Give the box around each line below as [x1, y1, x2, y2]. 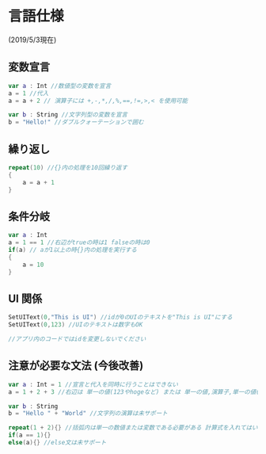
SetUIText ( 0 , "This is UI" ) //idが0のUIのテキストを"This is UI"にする [8, 314, 233, 322]
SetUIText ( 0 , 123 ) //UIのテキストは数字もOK [8, 321, 143, 329]
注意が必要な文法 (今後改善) [8, 359, 144, 372]
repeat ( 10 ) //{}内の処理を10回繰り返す [8, 163, 128, 171]
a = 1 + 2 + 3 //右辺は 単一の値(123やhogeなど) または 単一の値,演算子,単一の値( [8, 387, 260, 396]
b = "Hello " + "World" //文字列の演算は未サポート [8, 410, 168, 418]
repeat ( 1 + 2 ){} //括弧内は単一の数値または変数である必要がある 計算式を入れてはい [8, 424, 259, 432]
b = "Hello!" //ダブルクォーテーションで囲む [8, 118, 144, 127]
